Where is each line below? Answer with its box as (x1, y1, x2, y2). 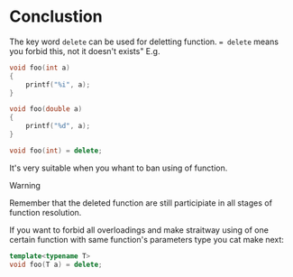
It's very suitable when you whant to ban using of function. (9, 162, 228, 173)
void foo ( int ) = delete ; (9, 146, 103, 155)
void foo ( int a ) (9, 63, 70, 72)
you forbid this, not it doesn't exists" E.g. (9, 45, 160, 56)
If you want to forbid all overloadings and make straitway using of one (9, 224, 269, 235)
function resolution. (9, 207, 82, 217)
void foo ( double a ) (9, 105, 83, 114)
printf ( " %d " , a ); (25, 122, 91, 131)
